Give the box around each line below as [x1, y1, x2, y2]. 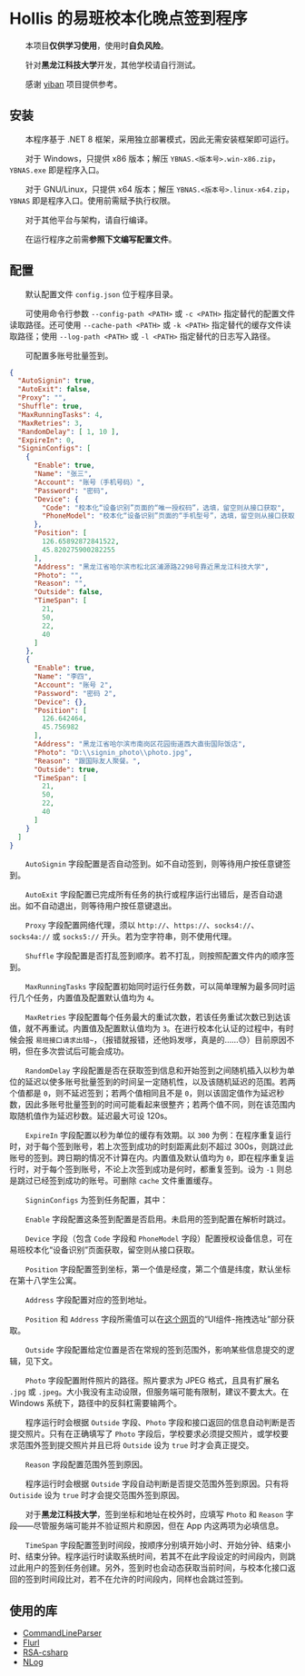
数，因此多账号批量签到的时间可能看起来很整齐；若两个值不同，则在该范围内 [9, 1099, 296, 1110]
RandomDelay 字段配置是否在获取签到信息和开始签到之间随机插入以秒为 [25, 1065, 288, 1076]
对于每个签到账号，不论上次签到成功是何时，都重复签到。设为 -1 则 [33, 1164, 285, 1175]
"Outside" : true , [33, 765, 100, 774]
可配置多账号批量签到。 [25, 350, 113, 361]
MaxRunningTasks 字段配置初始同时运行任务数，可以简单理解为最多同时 [25, 981, 288, 992]
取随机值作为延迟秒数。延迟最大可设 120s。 [9, 1110, 172, 1122]
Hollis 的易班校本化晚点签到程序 [9, 8, 248, 29]
